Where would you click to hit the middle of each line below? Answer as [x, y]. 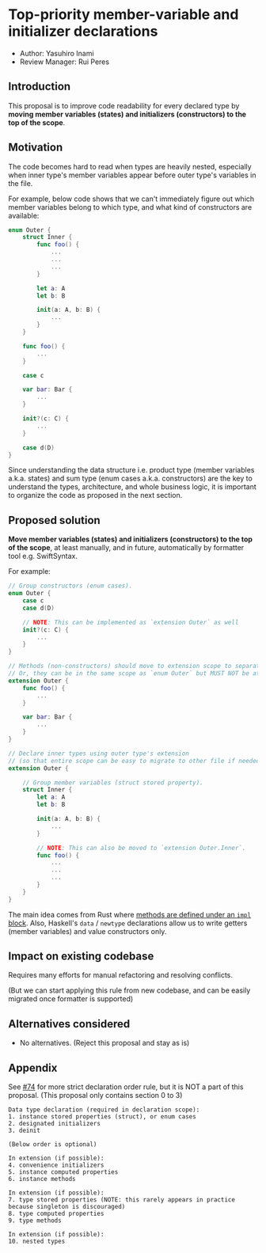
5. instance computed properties [63, 1172]
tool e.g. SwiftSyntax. [43, 556]
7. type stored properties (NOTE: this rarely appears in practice [122, 1200]
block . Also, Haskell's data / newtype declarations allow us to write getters [128, 923]
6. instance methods [42, 1179]
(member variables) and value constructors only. [87, 931]
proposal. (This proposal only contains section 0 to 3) [95, 1095]
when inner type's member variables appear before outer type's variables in [132, 175]
